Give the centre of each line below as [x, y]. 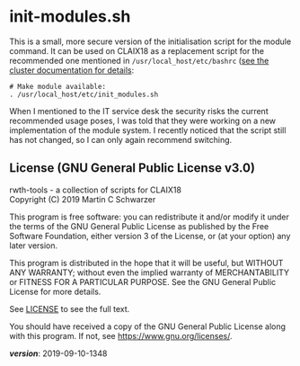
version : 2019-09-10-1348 [58, 353]
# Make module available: [57, 86]
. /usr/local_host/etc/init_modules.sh [84, 94]
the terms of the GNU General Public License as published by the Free [139, 226]
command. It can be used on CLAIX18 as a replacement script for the [137, 50]
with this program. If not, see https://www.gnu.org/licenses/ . [121, 335]
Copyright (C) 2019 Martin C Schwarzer [83, 199]
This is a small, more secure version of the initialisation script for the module [150, 41]
